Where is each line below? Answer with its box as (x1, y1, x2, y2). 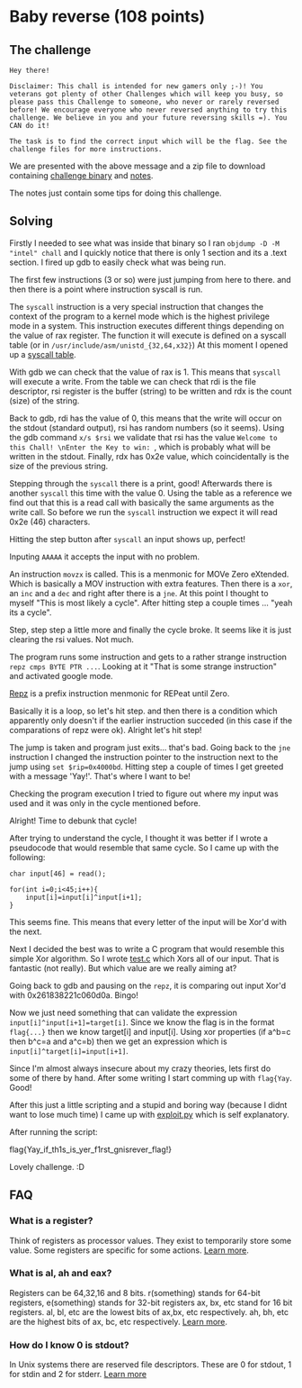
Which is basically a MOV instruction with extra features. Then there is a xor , (9, 578, 293, 589)
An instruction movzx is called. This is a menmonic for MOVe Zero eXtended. (9, 568, 289, 579)
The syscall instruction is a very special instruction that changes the (9, 301, 264, 312)
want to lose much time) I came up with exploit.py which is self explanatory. (9, 1109, 289, 1120)
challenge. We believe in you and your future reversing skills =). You (9, 113, 288, 122)
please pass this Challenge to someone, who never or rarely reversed (9, 97, 280, 106)
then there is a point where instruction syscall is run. (9, 284, 203, 295)
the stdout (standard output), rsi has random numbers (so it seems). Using (9, 422, 285, 433)
